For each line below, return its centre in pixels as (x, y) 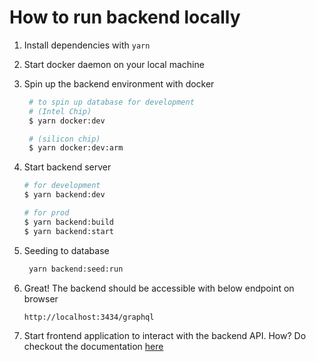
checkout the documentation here (93, 346)
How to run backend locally (125, 17)
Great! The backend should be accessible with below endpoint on (159, 288)
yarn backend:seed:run (76, 269)
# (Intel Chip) (60, 111)
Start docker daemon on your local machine (114, 64)
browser (41, 298)
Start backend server (67, 167)
